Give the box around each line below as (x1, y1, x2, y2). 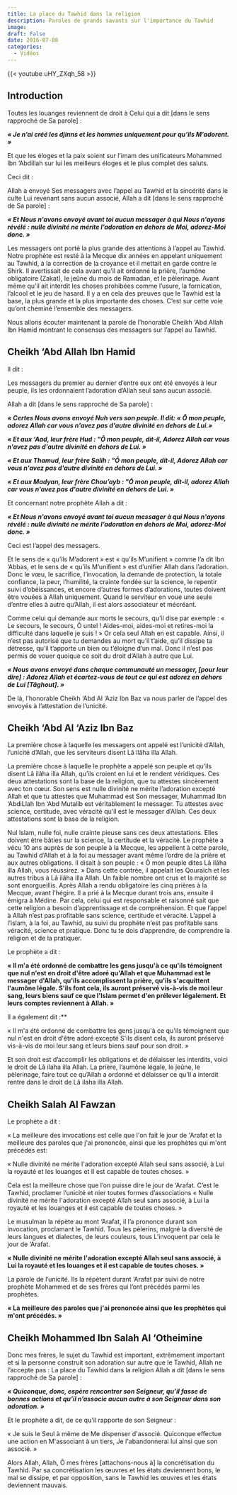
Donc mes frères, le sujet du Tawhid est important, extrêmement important (7, 1350, 225, 1359)
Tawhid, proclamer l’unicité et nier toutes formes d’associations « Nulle (7, 1189, 214, 1197)
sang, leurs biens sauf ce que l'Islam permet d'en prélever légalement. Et (7, 992, 226, 1000)
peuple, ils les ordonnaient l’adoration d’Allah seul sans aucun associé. (7, 386, 212, 394)
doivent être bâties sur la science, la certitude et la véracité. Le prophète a (7, 836, 224, 844)
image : (7, 23, 27, 30)
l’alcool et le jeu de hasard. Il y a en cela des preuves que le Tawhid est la (7, 289, 221, 298)
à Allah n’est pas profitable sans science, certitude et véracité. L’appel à (7, 912, 216, 920)
